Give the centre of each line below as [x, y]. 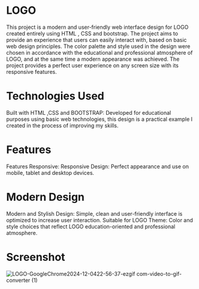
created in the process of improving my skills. [62, 125]
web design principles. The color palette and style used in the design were [98, 46]
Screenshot [36, 257]
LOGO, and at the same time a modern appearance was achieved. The [93, 59]
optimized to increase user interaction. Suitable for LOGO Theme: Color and [100, 220]
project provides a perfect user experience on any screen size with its [92, 65]
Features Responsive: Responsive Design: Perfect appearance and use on [98, 166]
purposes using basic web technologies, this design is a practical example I [99, 119]
